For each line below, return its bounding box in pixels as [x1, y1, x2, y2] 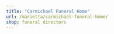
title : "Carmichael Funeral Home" [6, 8, 91, 14]
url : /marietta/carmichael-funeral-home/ [6, 14, 109, 20]
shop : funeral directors [6, 19, 67, 25]
